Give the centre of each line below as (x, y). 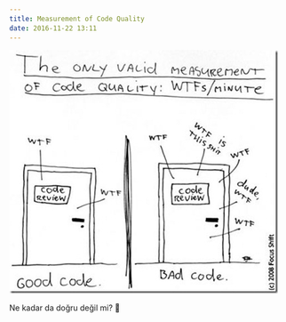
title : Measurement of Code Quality (77, 19)
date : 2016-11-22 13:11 (53, 28)
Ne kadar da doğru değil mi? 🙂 (65, 308)
